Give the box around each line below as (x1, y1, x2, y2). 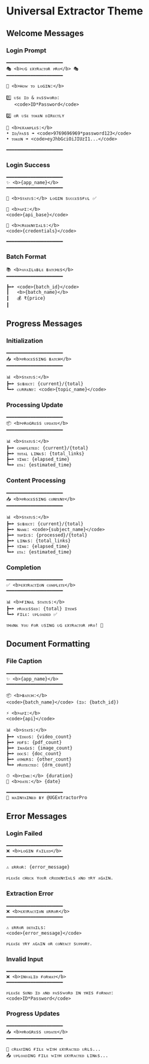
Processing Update (6, 401, 64, 409)
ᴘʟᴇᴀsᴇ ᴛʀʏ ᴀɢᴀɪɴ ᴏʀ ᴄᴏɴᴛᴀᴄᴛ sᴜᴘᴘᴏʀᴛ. (6, 940, 93, 947)
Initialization (6, 336, 43, 345)
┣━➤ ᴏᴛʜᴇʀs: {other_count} (6, 756, 72, 762)
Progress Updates (6, 1009, 60, 1018)
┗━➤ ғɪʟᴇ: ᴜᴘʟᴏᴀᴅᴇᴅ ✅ (6, 612, 58, 618)
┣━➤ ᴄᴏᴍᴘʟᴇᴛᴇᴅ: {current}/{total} (6, 445, 89, 451)
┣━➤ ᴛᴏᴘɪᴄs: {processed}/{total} (6, 532, 88, 538)
